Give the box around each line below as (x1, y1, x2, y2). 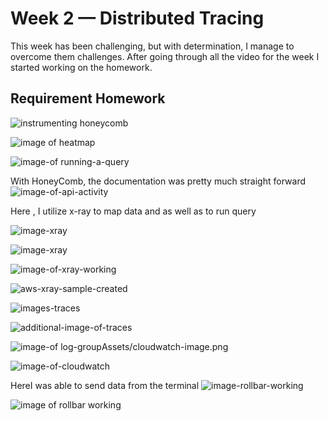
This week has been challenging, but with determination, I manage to (10, 40, 295, 52)
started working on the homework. (10, 61, 153, 73)
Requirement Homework (10, 90, 166, 107)
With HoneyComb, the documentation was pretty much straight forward (10, 175, 306, 187)
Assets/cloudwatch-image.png (101, 340, 229, 352)
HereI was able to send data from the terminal (10, 379, 200, 391)
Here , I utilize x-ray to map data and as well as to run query (10, 205, 257, 217)
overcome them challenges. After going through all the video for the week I (10, 50, 320, 62)
